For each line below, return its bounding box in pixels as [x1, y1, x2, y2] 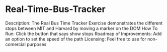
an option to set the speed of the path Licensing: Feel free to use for [5, 36, 147, 42]
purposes [27, 41, 47, 47]
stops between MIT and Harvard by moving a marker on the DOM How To [5, 25, 158, 31]
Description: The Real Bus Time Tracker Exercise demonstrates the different [5, 20, 163, 26]
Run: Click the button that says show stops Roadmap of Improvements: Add [5, 30, 162, 36]
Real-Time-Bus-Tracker [5, 3, 106, 15]
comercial [5, 41, 26, 47]
